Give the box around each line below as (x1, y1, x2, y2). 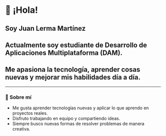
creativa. (12, 126, 31, 132)
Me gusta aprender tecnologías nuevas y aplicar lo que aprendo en (12, 105, 149, 111)
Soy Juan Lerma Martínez (5, 24, 86, 33)
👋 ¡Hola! (5, 4, 38, 16)
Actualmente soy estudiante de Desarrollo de (5, 41, 147, 49)
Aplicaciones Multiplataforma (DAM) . (5, 48, 123, 57)
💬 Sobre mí (5, 93, 32, 100)
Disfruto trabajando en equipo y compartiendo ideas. (12, 116, 120, 122)
